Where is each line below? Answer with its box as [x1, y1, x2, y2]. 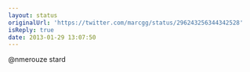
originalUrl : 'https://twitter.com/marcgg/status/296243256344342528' [8, 19, 244, 27]
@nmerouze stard [8, 55, 67, 64]
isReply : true [8, 26, 55, 34]
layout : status [8, 11, 58, 20]
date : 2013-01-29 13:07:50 [8, 33, 96, 41]
